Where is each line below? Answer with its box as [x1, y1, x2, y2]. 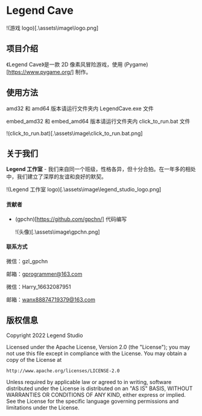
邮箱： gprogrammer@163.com [6, 270, 83, 278]
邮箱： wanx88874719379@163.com [6, 296, 95, 303]
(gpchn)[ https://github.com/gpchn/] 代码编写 [14, 215, 127, 223]
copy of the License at [6, 356, 62, 363]
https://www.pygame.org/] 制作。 [8, 68, 92, 75]
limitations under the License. [6, 404, 80, 411]
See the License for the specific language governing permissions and [6, 397, 179, 405]
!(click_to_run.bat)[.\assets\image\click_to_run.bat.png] [6, 129, 143, 137]
